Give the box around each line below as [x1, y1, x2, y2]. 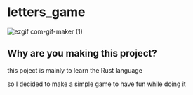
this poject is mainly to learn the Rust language [7, 66, 142, 74]
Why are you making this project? [7, 47, 157, 59]
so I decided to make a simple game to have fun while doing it [7, 80, 186, 88]
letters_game [7, 4, 86, 20]
